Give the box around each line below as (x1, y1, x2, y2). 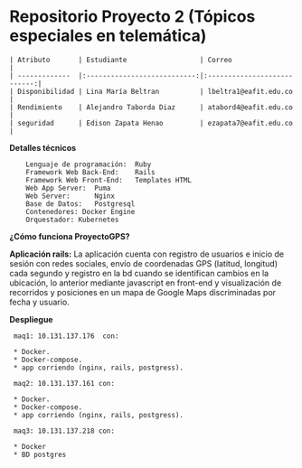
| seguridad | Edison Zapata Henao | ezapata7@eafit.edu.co (9, 118, 294, 127)
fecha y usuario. (9, 296, 70, 307)
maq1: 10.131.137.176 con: (13, 332, 119, 341)
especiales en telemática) (9, 25, 207, 46)
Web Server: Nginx (25, 192, 116, 201)
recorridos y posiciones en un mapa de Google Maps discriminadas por (9, 286, 277, 297)
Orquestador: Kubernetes (25, 215, 119, 224)
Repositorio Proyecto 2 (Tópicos (9, 6, 256, 27)
